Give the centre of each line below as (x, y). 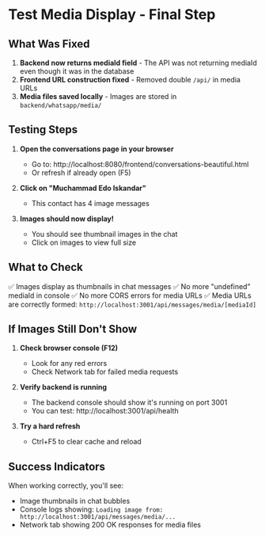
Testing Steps (43, 129)
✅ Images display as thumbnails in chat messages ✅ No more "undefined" (129, 286)
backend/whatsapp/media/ (61, 105)
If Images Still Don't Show (73, 329)
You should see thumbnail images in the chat (104, 234)
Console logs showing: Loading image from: (91, 509)
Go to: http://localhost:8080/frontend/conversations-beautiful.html (140, 164)
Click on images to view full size (84, 242)
